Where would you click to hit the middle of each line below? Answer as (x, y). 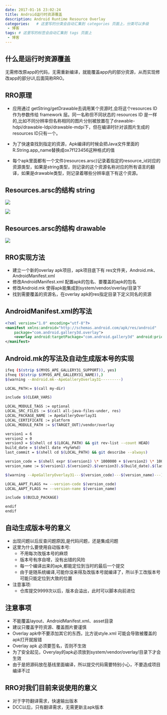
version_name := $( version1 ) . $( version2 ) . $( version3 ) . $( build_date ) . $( (81, 466)
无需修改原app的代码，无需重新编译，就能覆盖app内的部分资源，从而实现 (81, 72)
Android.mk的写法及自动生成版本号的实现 (70, 358)
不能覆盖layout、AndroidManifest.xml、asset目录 (63, 621)
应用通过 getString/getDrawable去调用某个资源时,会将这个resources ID (85, 108)
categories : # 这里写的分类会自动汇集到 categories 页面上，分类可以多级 (77, 24)
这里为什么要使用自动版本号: (41, 547)
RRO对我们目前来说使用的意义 (51, 688)
